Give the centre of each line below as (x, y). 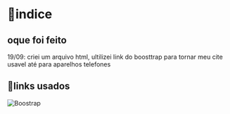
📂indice (30, 14)
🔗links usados (39, 86)
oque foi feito (37, 40)
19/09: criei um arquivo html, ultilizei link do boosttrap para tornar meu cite (115, 57)
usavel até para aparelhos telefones (59, 64)
